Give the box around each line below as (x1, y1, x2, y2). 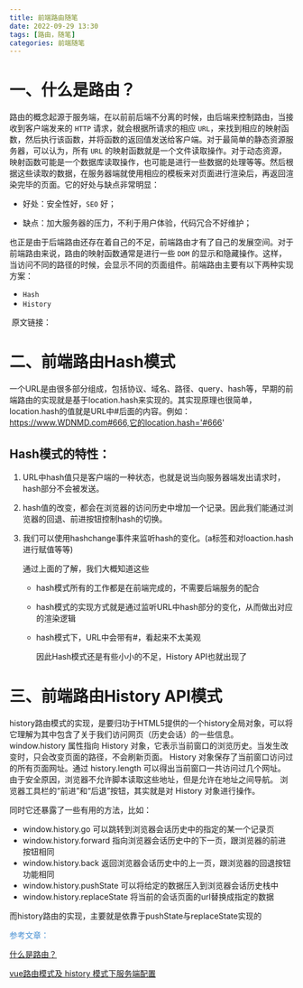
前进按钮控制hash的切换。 (69, 513, 168, 524)
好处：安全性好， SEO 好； (22, 199, 117, 209)
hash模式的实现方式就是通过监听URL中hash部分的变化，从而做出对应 (35, 601, 293, 612)
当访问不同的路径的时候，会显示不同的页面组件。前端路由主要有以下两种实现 (9, 259, 294, 271)
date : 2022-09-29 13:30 (9, 22, 99, 31)
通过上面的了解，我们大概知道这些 (22, 563, 150, 574)
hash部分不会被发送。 (22, 483, 105, 494)
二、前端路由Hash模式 (9, 352, 176, 373)
